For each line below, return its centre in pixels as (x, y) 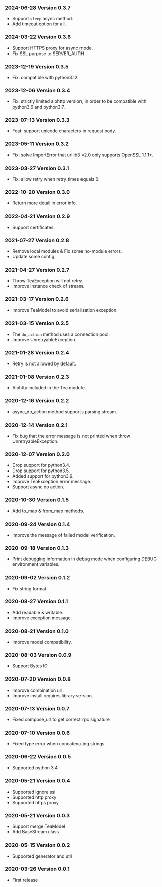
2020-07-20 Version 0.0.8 (38, 679)
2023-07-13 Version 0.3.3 (37, 120)
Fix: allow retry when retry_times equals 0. (56, 179)
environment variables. (36, 564)
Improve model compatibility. (42, 642)
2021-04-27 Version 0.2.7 (37, 270)
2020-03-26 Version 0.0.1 (37, 869)
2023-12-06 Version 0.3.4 (38, 90)
